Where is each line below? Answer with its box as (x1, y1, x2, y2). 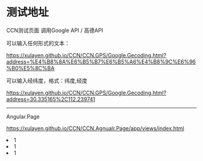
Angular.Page (6, 113, 40, 120)
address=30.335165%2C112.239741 (6, 95, 95, 103)
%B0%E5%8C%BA (6, 64, 55, 71)
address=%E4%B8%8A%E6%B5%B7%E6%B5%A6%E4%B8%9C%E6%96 (6, 58, 196, 65)
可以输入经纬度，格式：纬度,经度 (6, 77, 88, 84)
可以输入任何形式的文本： (6, 39, 70, 47)
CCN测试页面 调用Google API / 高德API (6, 27, 103, 34)
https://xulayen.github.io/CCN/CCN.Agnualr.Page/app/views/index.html (6, 125, 184, 132)
